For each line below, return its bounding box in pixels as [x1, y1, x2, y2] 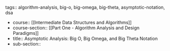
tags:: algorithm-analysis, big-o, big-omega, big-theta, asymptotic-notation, [5, 5, 165, 10]
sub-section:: [12, 41, 41, 47]
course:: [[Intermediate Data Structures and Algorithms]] [12, 20, 132, 25]
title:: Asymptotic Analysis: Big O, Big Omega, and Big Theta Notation [12, 35, 158, 41]
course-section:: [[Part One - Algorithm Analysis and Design [12, 25, 140, 31]
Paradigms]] [12, 30, 39, 36]
